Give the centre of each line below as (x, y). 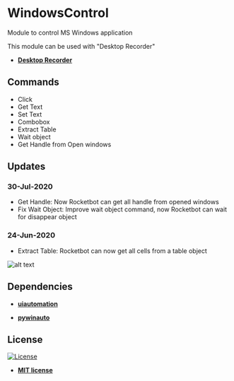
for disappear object (47, 217)
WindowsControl (58, 13)
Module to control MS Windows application (70, 33)
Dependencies (40, 287)
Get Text (30, 107)
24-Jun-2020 (31, 235)
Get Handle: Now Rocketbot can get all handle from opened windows (118, 202)
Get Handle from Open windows (64, 144)
